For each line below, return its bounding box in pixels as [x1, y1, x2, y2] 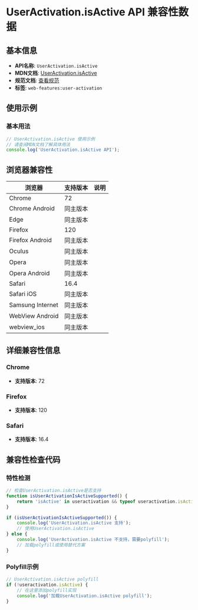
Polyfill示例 [6, 562, 39, 571]
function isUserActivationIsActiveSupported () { [6, 493, 128, 499]
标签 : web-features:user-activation [14, 84, 103, 91]
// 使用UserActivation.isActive [16, 526, 94, 532]
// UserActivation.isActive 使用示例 [6, 136, 95, 142]
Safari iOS [9, 290, 37, 298]
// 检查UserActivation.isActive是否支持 [6, 487, 101, 494]
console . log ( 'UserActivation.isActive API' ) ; [6, 147, 120, 153]
